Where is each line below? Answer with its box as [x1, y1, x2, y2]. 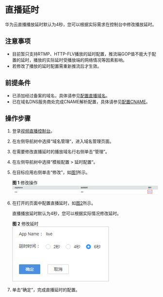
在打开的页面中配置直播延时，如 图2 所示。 [12, 200, 96, 206]
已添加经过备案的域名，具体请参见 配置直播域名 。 [12, 93, 110, 98]
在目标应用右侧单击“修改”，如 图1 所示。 [12, 169, 90, 175]
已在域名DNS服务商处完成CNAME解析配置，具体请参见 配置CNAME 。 [12, 98, 150, 105]
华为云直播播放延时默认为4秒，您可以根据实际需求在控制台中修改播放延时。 [5, 21, 157, 27]
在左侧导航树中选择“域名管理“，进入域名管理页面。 [12, 138, 114, 144]
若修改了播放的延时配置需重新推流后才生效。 [12, 63, 102, 69]
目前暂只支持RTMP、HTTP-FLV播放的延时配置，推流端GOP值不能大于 [12, 51, 152, 56]
